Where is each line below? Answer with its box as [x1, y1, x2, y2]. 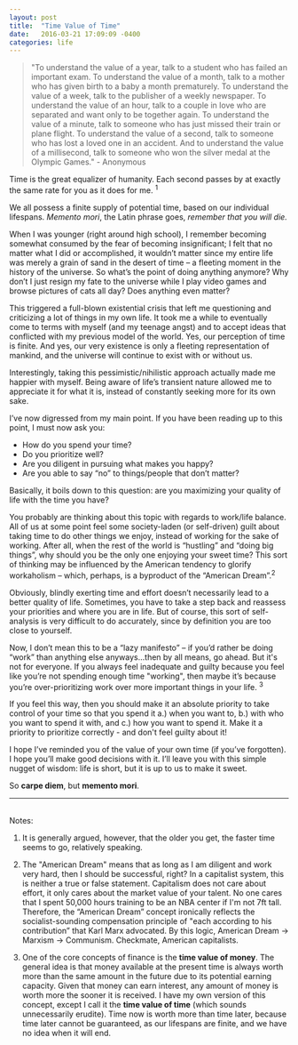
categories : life [9, 37, 74, 47]
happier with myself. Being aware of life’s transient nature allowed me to [9, 376, 272, 387]
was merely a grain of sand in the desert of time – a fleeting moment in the [9, 257, 281, 268]
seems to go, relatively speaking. [21, 842, 144, 853]
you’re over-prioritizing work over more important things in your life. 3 [9, 679, 263, 692]
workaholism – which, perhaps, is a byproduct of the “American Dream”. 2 [9, 568, 276, 581]
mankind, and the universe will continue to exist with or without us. [9, 350, 253, 360]
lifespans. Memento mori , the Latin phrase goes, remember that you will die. [9, 211, 288, 222]
